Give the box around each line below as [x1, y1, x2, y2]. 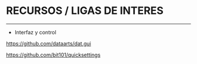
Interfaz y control [14, 29, 57, 35]
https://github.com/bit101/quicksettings [6, 51, 101, 58]
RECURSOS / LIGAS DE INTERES [6, 4, 164, 17]
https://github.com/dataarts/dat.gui [6, 40, 91, 47]
